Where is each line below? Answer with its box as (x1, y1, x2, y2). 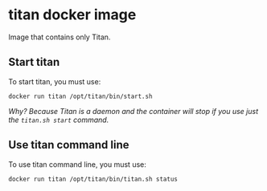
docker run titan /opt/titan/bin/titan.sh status (8, 175, 179, 183)
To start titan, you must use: (8, 76, 101, 86)
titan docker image (8, 6, 137, 24)
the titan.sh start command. (8, 115, 109, 124)
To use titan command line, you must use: (8, 159, 146, 169)
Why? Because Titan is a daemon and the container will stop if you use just (8, 106, 259, 116)
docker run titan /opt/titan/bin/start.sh (8, 92, 153, 100)
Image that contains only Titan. (8, 32, 111, 42)
